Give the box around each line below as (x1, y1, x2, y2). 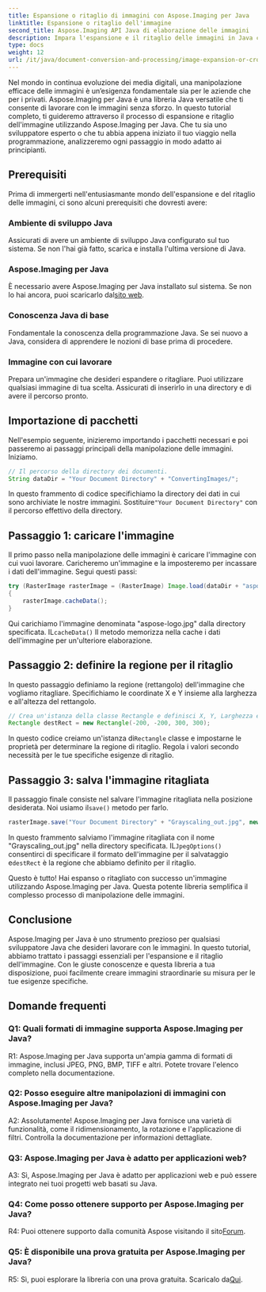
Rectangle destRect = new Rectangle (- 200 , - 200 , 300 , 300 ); (8, 719, 211, 727)
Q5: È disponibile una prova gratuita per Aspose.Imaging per (8, 1247, 245, 1258)
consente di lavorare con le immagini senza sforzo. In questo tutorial (8, 102, 231, 112)
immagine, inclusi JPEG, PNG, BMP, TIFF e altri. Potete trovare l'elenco (8, 1059, 239, 1069)
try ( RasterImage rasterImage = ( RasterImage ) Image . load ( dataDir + (8, 583, 239, 590)
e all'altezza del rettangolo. (8, 696, 97, 706)
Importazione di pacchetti (8, 414, 139, 428)
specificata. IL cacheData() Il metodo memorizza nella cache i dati (8, 627, 221, 636)
